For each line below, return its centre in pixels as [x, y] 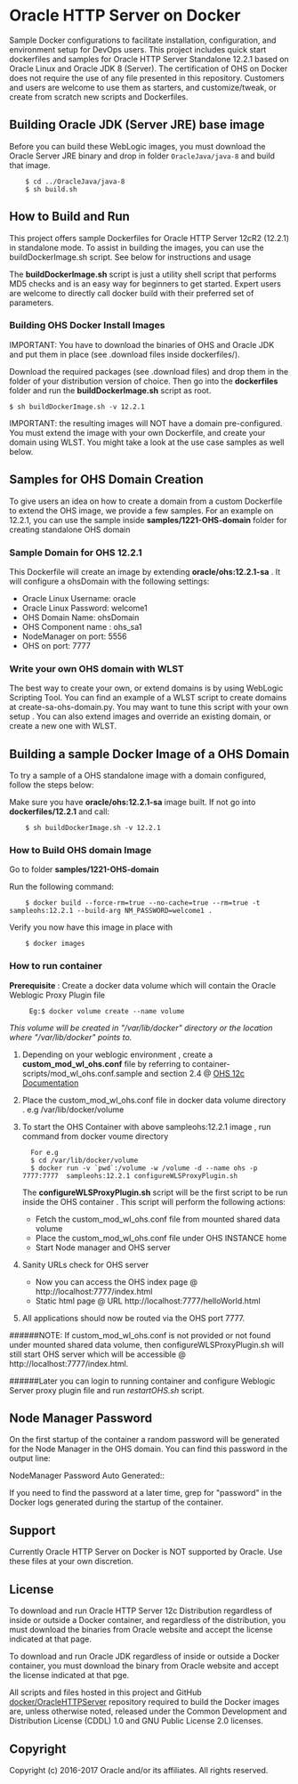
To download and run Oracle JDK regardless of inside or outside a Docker [145, 1657]
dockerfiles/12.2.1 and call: [59, 811]
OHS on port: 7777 [56, 645]
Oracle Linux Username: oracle [79, 598]
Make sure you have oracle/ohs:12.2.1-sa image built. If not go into [133, 803]
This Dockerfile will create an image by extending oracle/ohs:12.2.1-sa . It [145, 571]
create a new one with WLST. [63, 726]
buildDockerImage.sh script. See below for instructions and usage [130, 257]
